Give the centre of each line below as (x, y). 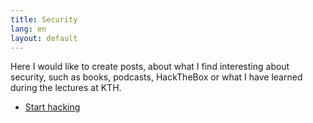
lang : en (28, 29)
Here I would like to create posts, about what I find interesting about (150, 67)
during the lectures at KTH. (66, 88)
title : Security (44, 19)
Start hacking (52, 107)
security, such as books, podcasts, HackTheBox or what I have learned (156, 77)
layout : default (44, 38)
